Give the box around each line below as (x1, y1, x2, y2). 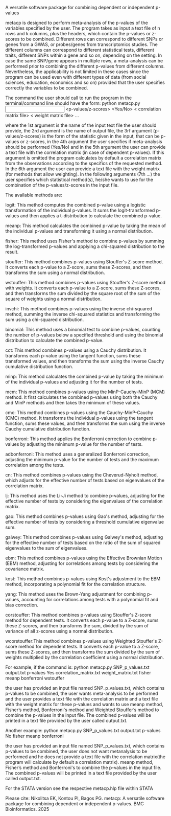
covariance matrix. (5, 566, 44, 572)
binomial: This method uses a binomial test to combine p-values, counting (5, 327, 161, 332)
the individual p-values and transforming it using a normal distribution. (5, 228, 153, 234)
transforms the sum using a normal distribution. (5, 269, 105, 276)
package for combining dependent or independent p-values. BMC (5, 801, 144, 807)
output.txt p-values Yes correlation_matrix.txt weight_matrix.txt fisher (5, 670, 152, 675)
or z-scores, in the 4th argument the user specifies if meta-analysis (20, 139, 162, 145)
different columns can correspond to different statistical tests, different (5, 47, 155, 53)
